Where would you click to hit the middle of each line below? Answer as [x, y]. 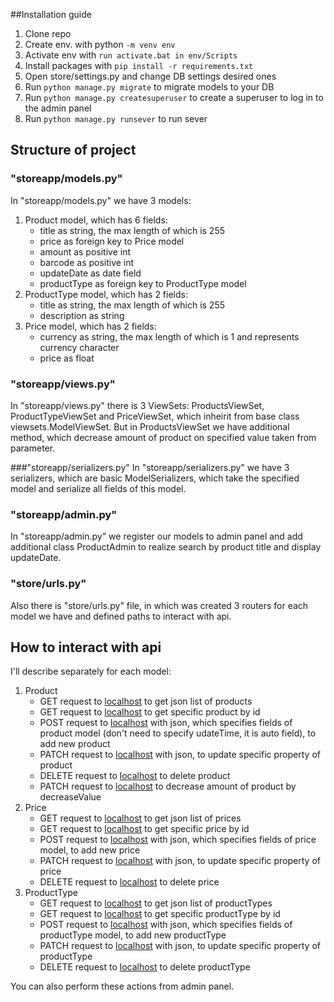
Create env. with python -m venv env [100, 44]
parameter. [33, 448]
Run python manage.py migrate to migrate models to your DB [149, 87]
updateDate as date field [90, 273]
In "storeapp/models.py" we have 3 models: [101, 200]
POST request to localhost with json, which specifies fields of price [178, 840]
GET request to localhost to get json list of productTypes [156, 903]
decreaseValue [70, 797]
